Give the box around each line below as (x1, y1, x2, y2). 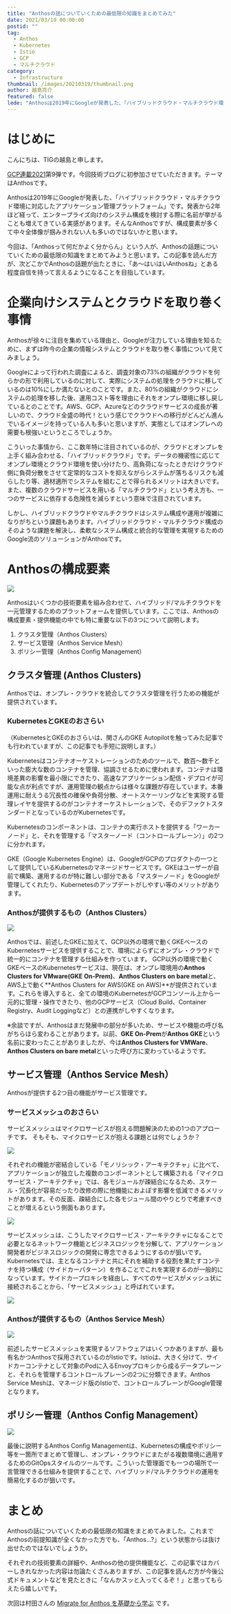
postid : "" (7, 23, 38, 30)
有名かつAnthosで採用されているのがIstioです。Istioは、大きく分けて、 (7, 1353, 207, 1361)
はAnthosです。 (7, 178, 52, 186)
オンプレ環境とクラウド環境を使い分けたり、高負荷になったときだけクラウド (7, 460, 224, 468)
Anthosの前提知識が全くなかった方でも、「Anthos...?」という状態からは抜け (7, 1536, 221, 1544)
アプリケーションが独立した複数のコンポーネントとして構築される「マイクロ (7, 1169, 224, 1177)
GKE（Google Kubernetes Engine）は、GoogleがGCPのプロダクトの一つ (7, 854, 213, 863)
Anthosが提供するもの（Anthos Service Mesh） (7, 1315, 169, 1324)
